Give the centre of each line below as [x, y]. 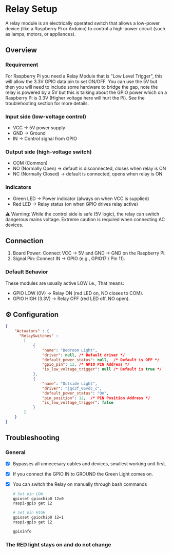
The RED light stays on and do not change [58, 544]
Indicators [18, 187]
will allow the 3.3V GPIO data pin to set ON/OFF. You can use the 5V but [81, 81]
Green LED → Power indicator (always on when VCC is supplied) [81, 199]
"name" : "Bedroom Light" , [70, 350]
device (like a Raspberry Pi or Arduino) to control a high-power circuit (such [85, 28]
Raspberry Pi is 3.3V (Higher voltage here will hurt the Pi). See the [75, 97]
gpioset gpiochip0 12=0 [38, 499]
